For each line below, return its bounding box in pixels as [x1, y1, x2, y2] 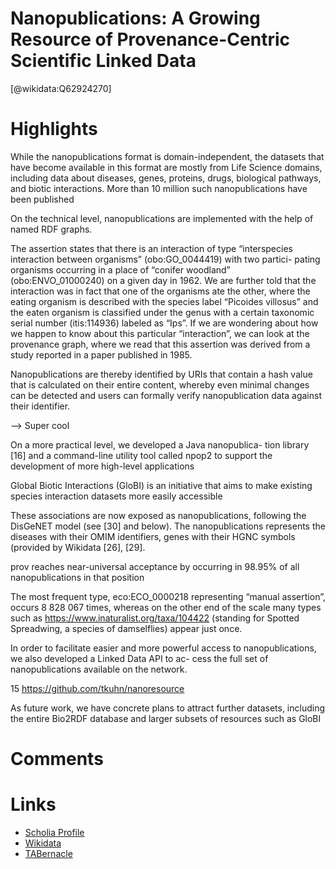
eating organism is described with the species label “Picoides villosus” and [10, 295, 319, 307]
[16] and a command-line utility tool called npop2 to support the [10, 449, 273, 461]
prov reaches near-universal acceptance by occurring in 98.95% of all [10, 560, 300, 572]
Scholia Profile [24, 827, 85, 838]
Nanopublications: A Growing [10, 7, 261, 30]
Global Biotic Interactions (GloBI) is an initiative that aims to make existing [10, 479, 313, 491]
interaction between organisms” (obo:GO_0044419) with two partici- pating [10, 253, 321, 265]
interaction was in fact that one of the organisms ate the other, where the [10, 285, 311, 297]
